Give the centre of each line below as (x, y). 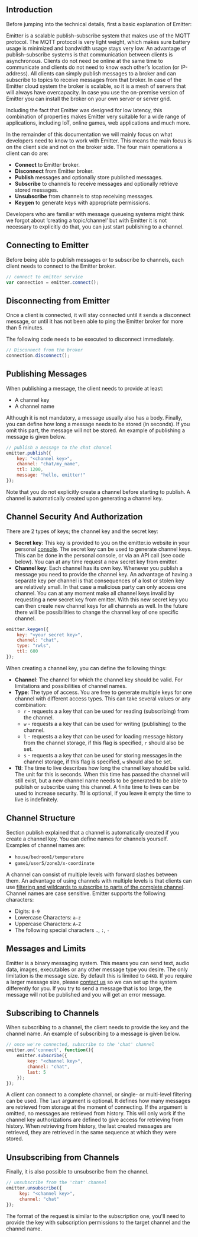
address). (18, 73)
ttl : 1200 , (30, 470)
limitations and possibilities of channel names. (71, 686)
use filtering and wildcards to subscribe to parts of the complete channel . (95, 887)
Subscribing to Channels (53, 1013)
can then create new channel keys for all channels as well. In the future (101, 605)
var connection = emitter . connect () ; (53, 282)
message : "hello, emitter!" (51, 475)
